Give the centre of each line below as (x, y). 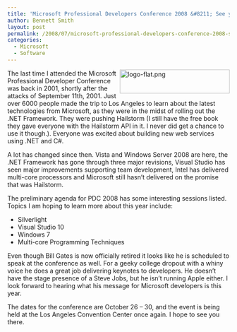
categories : (25, 40)
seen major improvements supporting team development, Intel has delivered (118, 170)
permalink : (23, 34)
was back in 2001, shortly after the (57, 88)
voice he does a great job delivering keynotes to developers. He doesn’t (112, 271)
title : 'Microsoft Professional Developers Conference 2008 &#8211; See (116, 14)
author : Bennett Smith (41, 20)
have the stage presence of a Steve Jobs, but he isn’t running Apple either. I (117, 278)
